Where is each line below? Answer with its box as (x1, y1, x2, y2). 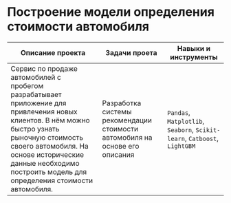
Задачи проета (105, 47, 157, 57)
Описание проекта (20, 47, 86, 57)
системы (102, 107, 132, 116)
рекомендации (102, 115, 153, 125)
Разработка (102, 98, 142, 107)
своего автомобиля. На (10, 141, 89, 151)
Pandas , (167, 107, 190, 117)
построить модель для (10, 167, 87, 176)
